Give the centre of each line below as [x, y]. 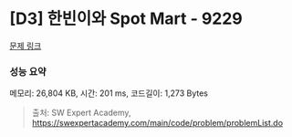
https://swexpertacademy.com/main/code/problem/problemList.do [157, 123]
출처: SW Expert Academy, [81, 113]
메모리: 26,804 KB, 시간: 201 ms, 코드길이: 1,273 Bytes [109, 93]
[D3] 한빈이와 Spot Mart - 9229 [126, 19]
